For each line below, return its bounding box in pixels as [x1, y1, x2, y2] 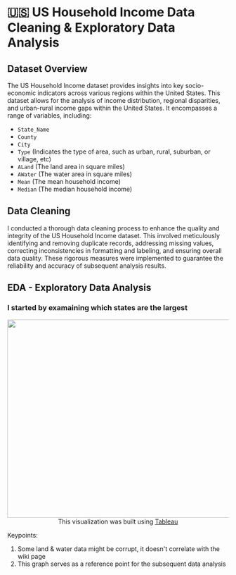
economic [7, 89, 37, 97]
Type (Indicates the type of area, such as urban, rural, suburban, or [17, 147, 211, 156]
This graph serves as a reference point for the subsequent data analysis [17, 559, 226, 568]
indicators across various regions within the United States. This [37, 89, 221, 97]
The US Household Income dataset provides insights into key [7, 82, 184, 89]
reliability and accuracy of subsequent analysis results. [7, 261, 166, 270]
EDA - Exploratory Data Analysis [7, 282, 152, 294]
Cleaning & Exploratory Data [7, 20, 176, 36]
